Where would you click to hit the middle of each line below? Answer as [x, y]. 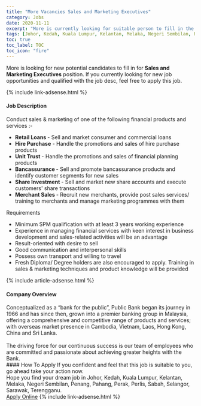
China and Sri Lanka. [32, 333]
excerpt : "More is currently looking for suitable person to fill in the [100, 28]
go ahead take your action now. [45, 371]
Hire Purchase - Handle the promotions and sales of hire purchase [97, 143]
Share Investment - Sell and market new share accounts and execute [100, 182]
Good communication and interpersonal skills [71, 249]
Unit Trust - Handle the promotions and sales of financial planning [96, 156]
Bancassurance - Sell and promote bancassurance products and [95, 169]
